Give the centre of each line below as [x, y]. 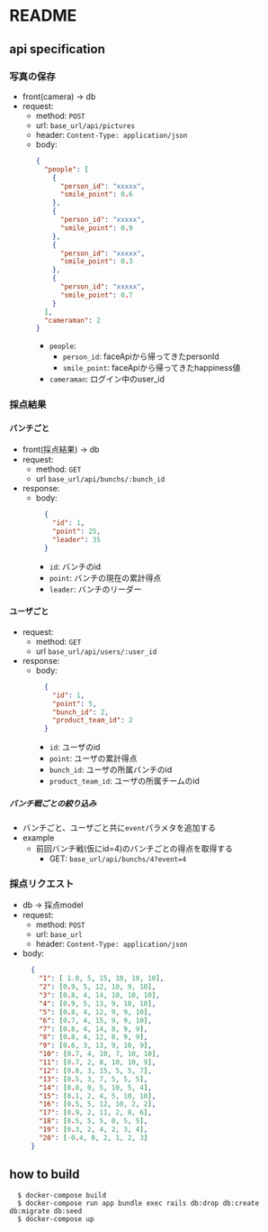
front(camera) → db [59, 97]
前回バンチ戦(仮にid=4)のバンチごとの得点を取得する [134, 849]
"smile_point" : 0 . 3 [96, 262]
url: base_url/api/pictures [85, 125]
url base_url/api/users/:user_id [96, 651]
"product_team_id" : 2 [93, 721]
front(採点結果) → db [61, 450]
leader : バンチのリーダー [95, 589]
